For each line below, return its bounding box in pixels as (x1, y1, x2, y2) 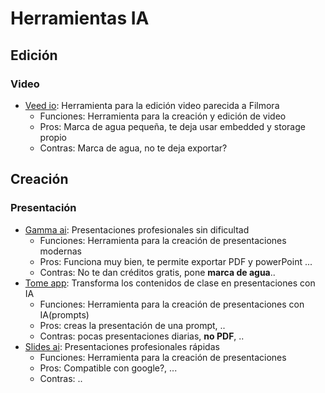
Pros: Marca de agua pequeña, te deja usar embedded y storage (39, 120, 306, 132)
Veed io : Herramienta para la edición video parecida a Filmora (24, 99, 280, 111)
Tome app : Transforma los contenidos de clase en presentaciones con (24, 277, 316, 289)
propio (39, 131, 67, 143)
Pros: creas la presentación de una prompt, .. (39, 319, 226, 331)
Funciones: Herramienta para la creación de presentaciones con (39, 298, 305, 310)
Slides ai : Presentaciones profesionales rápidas (24, 340, 220, 352)
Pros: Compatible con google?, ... (39, 362, 178, 374)
